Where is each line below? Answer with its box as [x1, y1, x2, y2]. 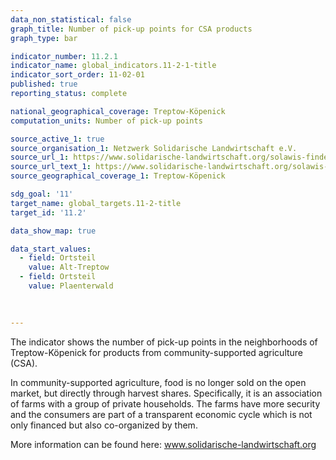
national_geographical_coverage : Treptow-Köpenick [10, 106, 226, 116]
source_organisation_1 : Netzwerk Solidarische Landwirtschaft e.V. [10, 143, 298, 153]
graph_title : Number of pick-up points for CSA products [10, 24, 253, 34]
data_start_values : [10, 244, 92, 254]
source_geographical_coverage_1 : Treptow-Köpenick [10, 171, 226, 181]
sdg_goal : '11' [10, 189, 74, 199]
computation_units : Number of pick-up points [10, 116, 203, 126]
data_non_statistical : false [10, 14, 132, 25]
